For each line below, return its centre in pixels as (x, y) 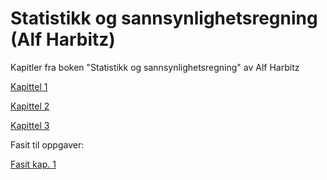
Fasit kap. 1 (33, 164)
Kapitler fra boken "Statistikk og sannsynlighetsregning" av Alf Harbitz (155, 67)
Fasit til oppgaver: (47, 144)
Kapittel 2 (30, 106)
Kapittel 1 (29, 86)
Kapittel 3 (30, 125)
